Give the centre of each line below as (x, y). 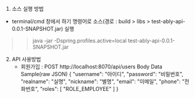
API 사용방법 (26, 59)
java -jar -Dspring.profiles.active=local (79, 41)
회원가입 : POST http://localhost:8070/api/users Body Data (92, 67)
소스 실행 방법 (28, 9)
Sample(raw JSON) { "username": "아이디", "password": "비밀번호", (102, 74)
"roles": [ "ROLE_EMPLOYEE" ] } (79, 89)
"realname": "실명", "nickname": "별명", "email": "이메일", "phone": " (103, 81)
